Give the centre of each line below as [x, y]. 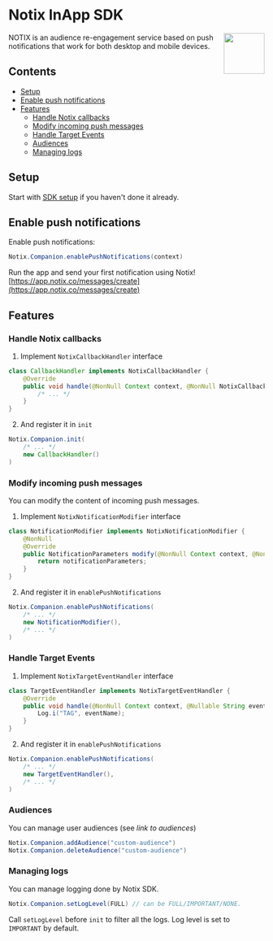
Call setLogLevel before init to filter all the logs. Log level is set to [119, 919]
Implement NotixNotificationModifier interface [100, 516]
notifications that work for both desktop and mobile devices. [109, 46]
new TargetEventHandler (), [69, 774]
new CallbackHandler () [61, 454]
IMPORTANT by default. [44, 928]
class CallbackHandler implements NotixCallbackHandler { [108, 371]
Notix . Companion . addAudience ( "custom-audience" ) [92, 843]
